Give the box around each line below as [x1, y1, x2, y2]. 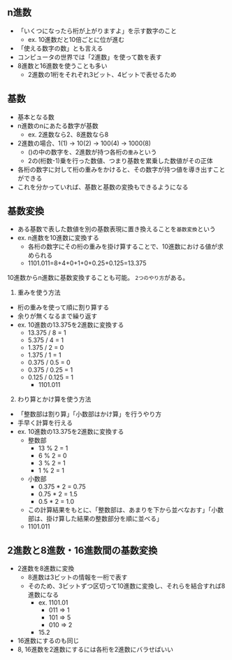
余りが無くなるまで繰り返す [17, 312, 98, 321]
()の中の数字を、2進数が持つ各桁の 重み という [27, 148, 157, 156]
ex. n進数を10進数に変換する [17, 234, 100, 242]
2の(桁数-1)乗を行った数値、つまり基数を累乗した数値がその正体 [27, 156, 213, 164]
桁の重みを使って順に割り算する [17, 303, 110, 311]
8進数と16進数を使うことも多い [17, 62, 108, 70]
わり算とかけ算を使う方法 [17, 395, 92, 404]
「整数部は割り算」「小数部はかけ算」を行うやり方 [17, 410, 162, 419]
